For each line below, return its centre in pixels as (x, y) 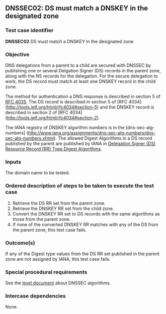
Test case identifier (29, 31)
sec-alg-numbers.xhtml (30, 138)
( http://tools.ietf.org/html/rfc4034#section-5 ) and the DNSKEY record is (80, 107)
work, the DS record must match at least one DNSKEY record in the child (80, 81)
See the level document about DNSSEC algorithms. (58, 283)
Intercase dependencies (36, 296)
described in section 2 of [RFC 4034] (44, 112)
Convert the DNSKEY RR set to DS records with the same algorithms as (86, 214)
